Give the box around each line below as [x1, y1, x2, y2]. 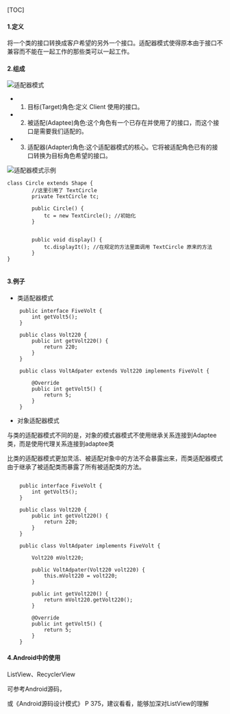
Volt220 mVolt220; [31, 554, 84, 561]
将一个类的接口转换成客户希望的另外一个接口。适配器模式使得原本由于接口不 [7, 39, 223, 47]
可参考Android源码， [7, 685, 66, 693]
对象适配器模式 [16, 416, 60, 425]
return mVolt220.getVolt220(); [43, 596, 133, 603]
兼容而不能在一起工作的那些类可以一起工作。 [7, 47, 133, 56]
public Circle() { [31, 205, 84, 212]
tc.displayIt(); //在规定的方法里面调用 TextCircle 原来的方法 [43, 243, 213, 251]
